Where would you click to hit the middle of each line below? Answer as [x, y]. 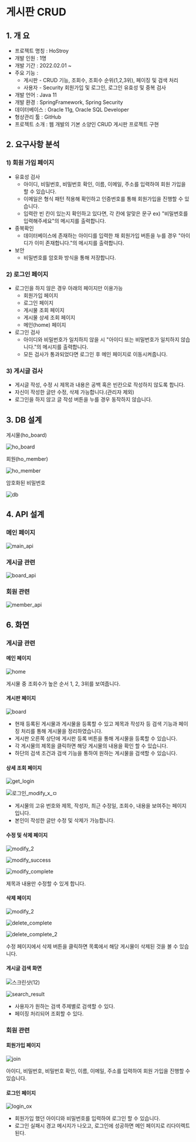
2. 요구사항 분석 [33, 145]
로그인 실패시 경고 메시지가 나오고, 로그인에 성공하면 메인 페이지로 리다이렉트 [102, 1126]
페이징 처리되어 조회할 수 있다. [49, 1013]
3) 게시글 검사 [24, 371]
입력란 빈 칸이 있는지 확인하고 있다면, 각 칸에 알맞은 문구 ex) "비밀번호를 [106, 213]
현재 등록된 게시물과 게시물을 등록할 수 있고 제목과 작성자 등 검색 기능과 [96, 724]
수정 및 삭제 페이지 [27, 835]
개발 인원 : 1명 [31, 58]
